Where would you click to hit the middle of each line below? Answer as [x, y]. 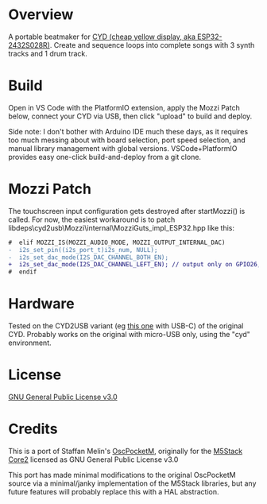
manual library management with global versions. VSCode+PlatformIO [123, 148]
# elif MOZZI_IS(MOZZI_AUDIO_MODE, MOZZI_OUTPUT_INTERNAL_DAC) [117, 242]
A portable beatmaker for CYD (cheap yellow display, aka [102, 37]
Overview [41, 15]
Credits [33, 429]
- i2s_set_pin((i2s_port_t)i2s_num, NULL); [83, 250]
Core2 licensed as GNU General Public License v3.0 [93, 459]
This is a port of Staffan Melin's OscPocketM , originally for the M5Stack [126, 451]
